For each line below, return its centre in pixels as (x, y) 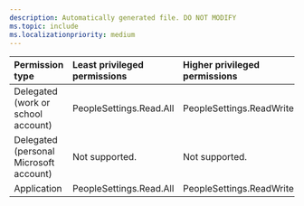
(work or (32, 103)
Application (38, 189)
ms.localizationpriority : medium (72, 34)
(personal (34, 152)
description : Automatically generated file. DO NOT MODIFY (123, 18)
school (28, 114)
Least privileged (108, 65)
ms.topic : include (44, 26)
